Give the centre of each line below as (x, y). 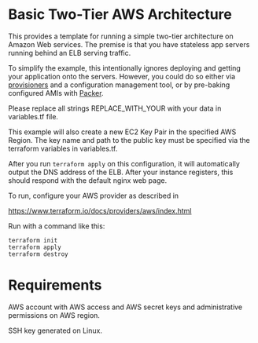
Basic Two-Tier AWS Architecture (120, 15)
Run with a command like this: (57, 226)
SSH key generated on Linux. (55, 330)
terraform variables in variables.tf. (63, 148)
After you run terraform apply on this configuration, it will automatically (124, 163)
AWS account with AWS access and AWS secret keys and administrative (125, 307)
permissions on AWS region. (54, 315)
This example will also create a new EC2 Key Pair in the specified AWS (122, 132)
